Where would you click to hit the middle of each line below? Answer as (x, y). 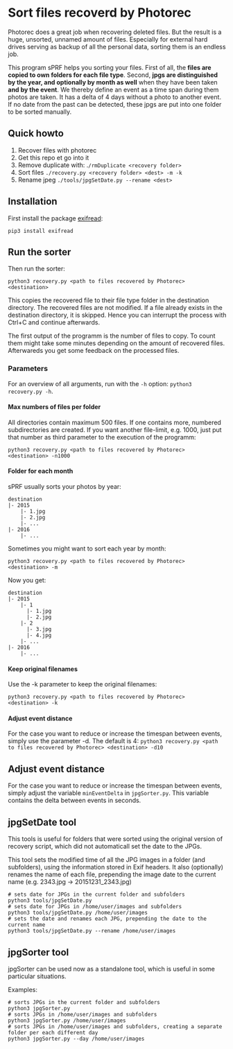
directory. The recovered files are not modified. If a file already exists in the (115, 308)
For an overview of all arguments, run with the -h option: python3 (100, 383)
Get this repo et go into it (53, 157)
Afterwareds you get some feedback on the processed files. (94, 351)
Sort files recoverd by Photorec (100, 13)
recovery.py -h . (31, 391)
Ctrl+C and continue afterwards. (54, 322)
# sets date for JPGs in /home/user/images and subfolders (95, 907)
